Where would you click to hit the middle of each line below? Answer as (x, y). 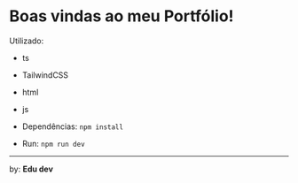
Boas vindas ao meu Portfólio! (122, 16)
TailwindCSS (45, 75)
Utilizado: (27, 41)
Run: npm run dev (54, 143)
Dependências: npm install (73, 126)
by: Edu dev (31, 169)
